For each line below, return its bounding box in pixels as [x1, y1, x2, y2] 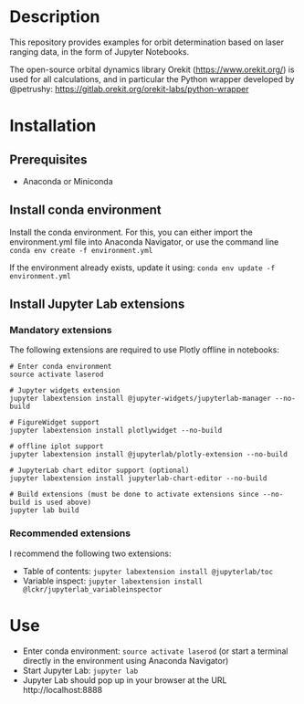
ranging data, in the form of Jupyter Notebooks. [9, 46, 190, 57]
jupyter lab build [9, 506, 79, 515]
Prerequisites [9, 152, 88, 167]
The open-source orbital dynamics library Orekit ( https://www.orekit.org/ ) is [9, 64, 295, 75]
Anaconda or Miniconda [22, 175, 114, 186]
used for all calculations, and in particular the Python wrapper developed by [9, 73, 295, 84]
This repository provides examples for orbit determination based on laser [9, 37, 285, 47]
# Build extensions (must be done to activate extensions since [9, 490, 259, 499]
